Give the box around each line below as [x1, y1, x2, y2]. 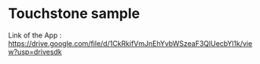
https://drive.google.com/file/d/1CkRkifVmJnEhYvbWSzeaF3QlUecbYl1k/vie [8, 38, 253, 48]
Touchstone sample [8, 5, 140, 23]
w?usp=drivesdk [8, 47, 62, 56]
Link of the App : [8, 30, 62, 40]
